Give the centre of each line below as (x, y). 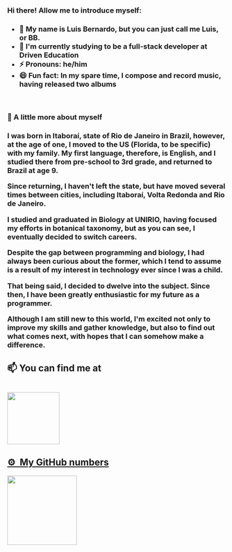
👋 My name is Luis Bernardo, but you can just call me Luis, (119, 28)
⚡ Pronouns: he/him (53, 64)
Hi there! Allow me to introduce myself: (75, 10)
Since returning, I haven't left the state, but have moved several (116, 186)
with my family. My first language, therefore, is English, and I (111, 153)
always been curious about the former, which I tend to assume (114, 261)
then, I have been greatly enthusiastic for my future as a (103, 294)
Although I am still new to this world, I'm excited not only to (109, 319)
